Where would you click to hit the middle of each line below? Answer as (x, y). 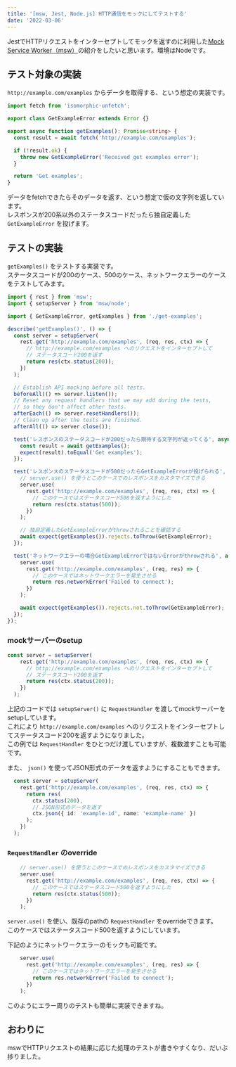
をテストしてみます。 (38, 283)
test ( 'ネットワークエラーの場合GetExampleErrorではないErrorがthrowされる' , (118, 556)
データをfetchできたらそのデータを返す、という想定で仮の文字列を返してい (116, 197)
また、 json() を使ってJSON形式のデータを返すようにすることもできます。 (116, 768)
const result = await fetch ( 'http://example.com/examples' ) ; (105, 138)
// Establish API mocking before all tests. (80, 388)
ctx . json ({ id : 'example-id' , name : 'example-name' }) (114, 814)
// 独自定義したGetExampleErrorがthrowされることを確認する (100, 530)
